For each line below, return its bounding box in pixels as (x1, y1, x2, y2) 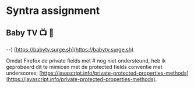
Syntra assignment (6, 4, 100, 17)
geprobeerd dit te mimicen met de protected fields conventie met (6, 64, 163, 70)
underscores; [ (6, 69, 42, 76)
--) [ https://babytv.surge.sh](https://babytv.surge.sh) (6, 46, 134, 53)
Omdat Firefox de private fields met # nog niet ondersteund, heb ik (6, 57, 166, 64)
